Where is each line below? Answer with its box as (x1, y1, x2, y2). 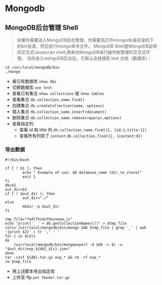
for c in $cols (5, 234, 36, 239)
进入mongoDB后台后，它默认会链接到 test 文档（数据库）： (35, 55, 152, 61)
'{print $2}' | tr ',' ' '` (5, 230, 62, 235)
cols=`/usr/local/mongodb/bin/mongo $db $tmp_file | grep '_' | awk (5, 225, 146, 230)
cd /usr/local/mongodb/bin (5, 65, 60, 70)
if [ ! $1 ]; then (5, 166, 42, 171)
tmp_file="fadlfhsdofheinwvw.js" (5, 217, 73, 222)
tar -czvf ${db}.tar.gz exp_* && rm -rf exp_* (5, 255, 101, 260)
